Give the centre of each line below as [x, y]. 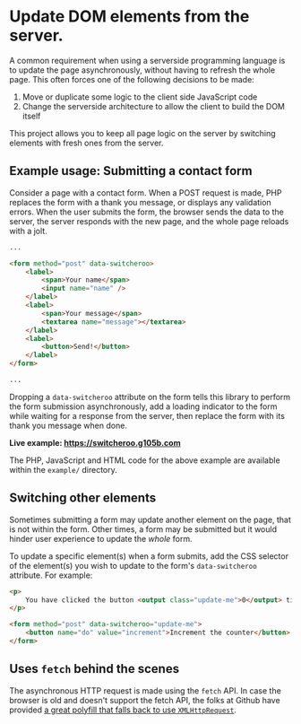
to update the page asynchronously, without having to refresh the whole [142, 70]
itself [31, 116]
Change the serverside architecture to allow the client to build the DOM [153, 106]
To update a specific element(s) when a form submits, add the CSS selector [149, 556]
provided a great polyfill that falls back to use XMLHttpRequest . [123, 710]
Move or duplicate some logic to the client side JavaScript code [140, 97]
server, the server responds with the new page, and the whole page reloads [149, 221]
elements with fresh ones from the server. [86, 143]
